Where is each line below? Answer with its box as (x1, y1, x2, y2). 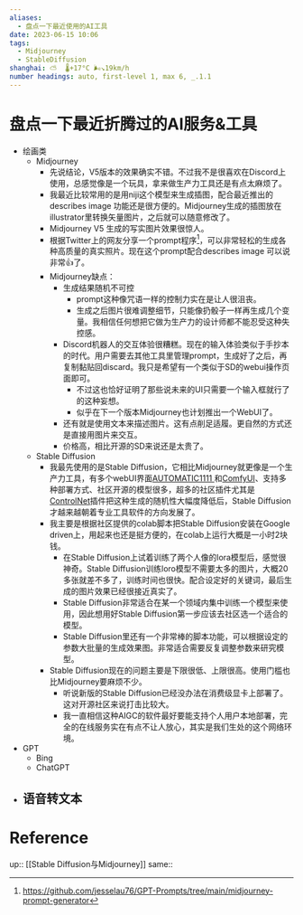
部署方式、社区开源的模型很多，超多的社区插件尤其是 (57, 485, 255, 495)
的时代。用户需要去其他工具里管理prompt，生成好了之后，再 (62, 350, 288, 362)
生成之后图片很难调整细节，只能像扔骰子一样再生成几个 (76, 305, 282, 316)
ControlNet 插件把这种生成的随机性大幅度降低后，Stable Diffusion (49, 495, 291, 506)
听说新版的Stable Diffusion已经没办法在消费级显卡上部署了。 (62, 688, 289, 699)
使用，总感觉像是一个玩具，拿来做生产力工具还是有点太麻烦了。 (49, 177, 287, 188)
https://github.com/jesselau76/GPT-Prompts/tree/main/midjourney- (22, 885, 273, 896)
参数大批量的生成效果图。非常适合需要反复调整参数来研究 (62, 643, 277, 654)
